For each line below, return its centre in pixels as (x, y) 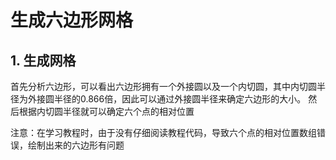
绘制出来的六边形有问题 (76, 145)
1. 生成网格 (43, 60)
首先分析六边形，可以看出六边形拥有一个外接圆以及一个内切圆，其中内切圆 (163, 86)
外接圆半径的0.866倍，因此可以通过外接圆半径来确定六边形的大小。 (167, 99)
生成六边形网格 (72, 20)
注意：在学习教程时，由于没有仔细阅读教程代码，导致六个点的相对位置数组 (163, 132)
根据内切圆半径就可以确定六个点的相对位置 (106, 111)
